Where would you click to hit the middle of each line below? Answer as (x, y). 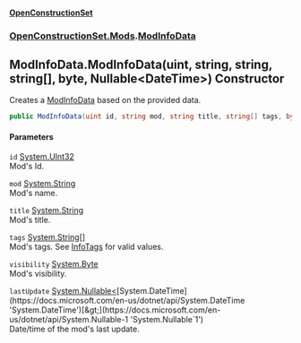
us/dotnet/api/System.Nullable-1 (69, 320)
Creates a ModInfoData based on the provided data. (105, 100)
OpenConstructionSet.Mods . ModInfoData (103, 36)
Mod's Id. (27, 167)
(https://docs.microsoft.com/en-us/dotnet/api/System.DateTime (127, 301)
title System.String (47, 210)
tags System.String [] (47, 237)
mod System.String (43, 184)
